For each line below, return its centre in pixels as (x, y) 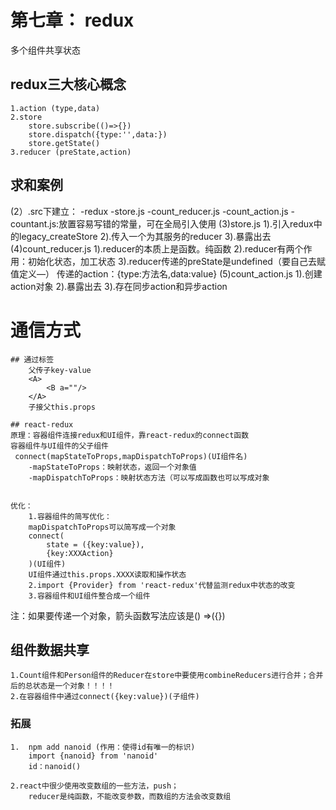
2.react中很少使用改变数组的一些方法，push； (94, 786)
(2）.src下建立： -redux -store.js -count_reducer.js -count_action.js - (152, 211)
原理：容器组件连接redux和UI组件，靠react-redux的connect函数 (130, 435)
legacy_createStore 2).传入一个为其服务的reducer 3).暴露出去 (145, 236)
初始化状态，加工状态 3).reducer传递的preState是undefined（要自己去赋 (176, 261)
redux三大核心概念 (68, 84)
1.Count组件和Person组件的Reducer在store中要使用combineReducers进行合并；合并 (167, 676)
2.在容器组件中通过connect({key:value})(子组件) (105, 697)
